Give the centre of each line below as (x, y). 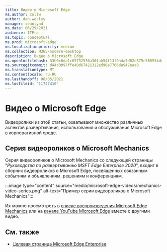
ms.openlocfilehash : (27, 61)
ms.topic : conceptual (28, 38)
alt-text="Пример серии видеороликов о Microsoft (97, 191)
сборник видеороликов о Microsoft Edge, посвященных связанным (77, 171)
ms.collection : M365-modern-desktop (43, 51)
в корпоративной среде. (31, 133)
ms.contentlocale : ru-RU (31, 75)
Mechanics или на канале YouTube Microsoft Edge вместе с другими (78, 211)
